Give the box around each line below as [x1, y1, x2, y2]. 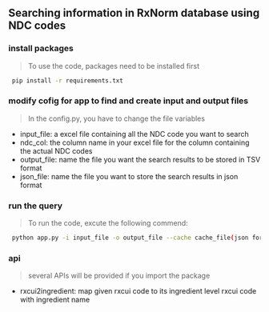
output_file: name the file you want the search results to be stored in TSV [19, 154, 261, 164]
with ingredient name [19, 295, 90, 305]
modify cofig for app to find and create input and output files [8, 95, 249, 106]
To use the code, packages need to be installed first [27, 61, 200, 70]
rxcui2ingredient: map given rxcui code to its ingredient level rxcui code [19, 286, 257, 296]
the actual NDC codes [19, 146, 93, 155]
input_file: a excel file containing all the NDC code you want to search [19, 129, 250, 138]
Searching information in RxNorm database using [8, 6, 260, 20]
